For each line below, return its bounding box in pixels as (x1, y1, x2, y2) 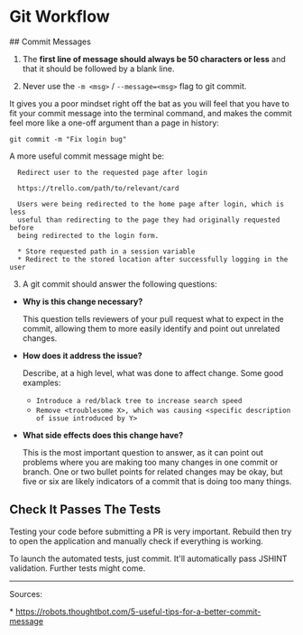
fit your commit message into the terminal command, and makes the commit (9, 107, 292, 118)
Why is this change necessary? (22, 296, 143, 307)
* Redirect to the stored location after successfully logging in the (17, 254, 289, 263)
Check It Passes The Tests (9, 502, 161, 518)
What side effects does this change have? (22, 429, 184, 440)
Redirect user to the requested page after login (17, 168, 207, 177)
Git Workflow (9, 6, 110, 27)
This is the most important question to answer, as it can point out (22, 446, 264, 457)
